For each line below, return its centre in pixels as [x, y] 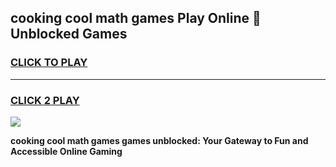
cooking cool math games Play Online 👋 [136, 18]
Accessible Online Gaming [66, 151]
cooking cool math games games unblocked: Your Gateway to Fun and [159, 140]
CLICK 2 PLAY [45, 100]
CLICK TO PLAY [49, 63]
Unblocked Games [69, 34]
